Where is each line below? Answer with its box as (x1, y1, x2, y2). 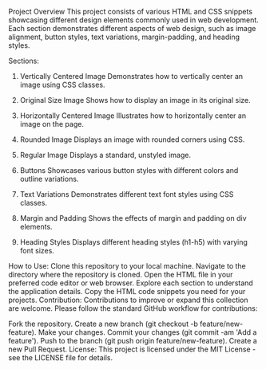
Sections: (8, 56, 40, 65)
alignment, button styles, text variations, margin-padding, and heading (8, 32, 240, 41)
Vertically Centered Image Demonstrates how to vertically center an (19, 72, 244, 80)
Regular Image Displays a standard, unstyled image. (19, 151, 192, 159)
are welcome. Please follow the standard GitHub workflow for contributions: (8, 304, 258, 313)
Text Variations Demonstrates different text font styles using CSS (19, 190, 234, 198)
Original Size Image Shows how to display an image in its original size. (19, 96, 252, 104)
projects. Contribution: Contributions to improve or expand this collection (8, 295, 249, 304)
